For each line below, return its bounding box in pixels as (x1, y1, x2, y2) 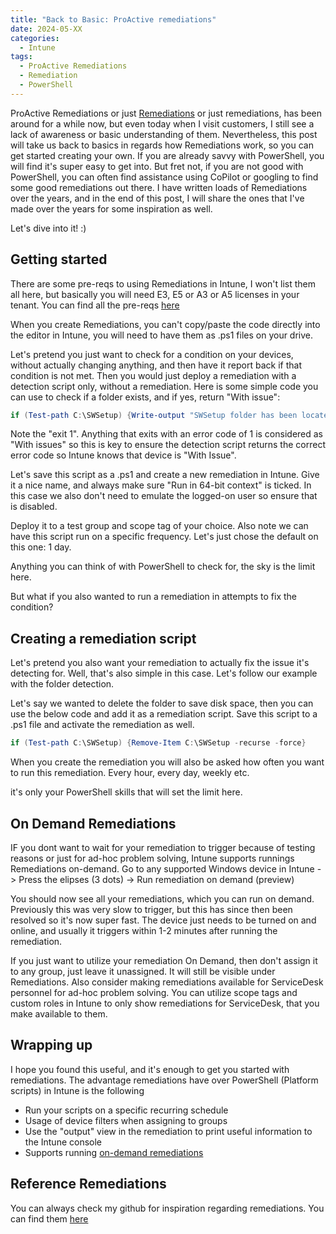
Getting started (10, 251, 108, 268)
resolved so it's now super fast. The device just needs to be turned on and (10, 914, 317, 926)
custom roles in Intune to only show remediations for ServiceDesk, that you (10, 997, 320, 1009)
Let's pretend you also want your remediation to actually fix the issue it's (10, 657, 310, 669)
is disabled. (10, 501, 58, 513)
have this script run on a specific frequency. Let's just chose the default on (10, 531, 319, 543)
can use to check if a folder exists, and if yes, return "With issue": (10, 391, 281, 403)
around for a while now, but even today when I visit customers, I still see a (10, 117, 315, 130)
